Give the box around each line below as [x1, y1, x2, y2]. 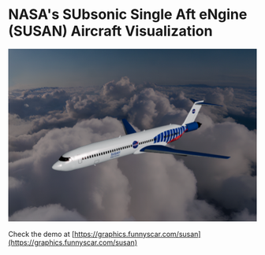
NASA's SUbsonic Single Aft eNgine [8, 6, 248, 24]
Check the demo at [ [8, 229, 75, 238]
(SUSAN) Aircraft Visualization [8, 22, 213, 40]
